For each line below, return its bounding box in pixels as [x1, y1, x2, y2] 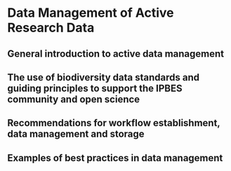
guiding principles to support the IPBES [7, 82, 183, 94]
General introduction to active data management [7, 48, 225, 60]
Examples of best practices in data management [7, 152, 223, 164]
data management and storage [7, 128, 145, 140]
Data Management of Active [7, 5, 174, 21]
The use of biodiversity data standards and [7, 71, 200, 83]
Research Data [7, 20, 95, 36]
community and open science [7, 93, 140, 105]
